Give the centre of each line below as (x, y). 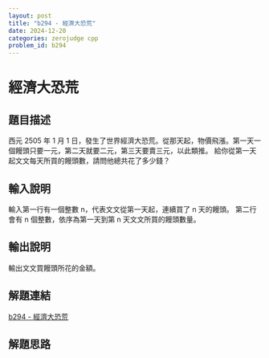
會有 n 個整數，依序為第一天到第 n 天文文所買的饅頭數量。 (104, 219)
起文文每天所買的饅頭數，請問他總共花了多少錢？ (89, 161)
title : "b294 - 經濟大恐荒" (52, 23)
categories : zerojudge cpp (53, 38)
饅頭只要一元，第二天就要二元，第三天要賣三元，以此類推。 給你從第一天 (136, 151)
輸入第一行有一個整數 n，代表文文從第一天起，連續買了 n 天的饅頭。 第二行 (132, 209)
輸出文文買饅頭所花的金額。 (54, 268)
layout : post (30, 16)
